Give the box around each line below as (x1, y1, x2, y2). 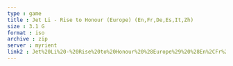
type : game (7, 10, 42, 17)
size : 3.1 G (7, 23, 45, 30)
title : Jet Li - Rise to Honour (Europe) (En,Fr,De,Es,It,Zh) (7, 16, 194, 23)
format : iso (7, 29, 45, 36)
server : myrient (7, 42, 58, 49)
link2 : (7, 49, 30, 56)
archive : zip (7, 36, 49, 43)
